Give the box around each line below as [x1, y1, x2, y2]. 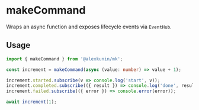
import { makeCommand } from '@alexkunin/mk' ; [6, 56, 123, 62]
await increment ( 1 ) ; [6, 99, 57, 105]
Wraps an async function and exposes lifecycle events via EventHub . [6, 23, 172, 30]
